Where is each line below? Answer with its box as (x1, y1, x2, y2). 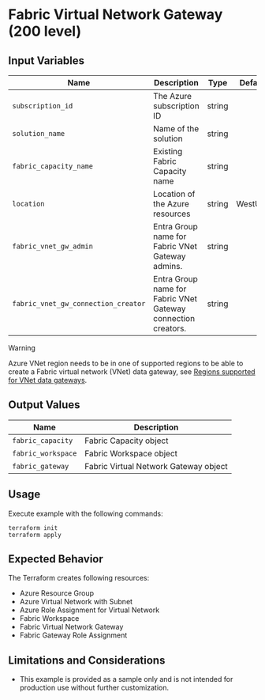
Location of (153, 188, 196, 199)
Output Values (8, 398, 80, 412)
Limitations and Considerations (8, 653, 166, 667)
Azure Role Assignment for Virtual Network (19, 605, 160, 615)
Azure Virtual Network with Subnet (19, 597, 132, 607)
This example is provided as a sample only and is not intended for (19, 675, 233, 684)
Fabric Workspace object (84, 448, 177, 459)
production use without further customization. (19, 683, 170, 693)
